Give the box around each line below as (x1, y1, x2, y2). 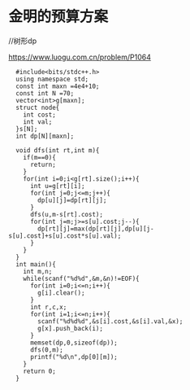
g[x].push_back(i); (37, 324, 104, 332)
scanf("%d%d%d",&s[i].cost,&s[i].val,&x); (37, 317, 184, 326)
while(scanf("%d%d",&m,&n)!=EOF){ (23, 274, 140, 283)
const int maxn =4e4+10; (15, 82, 100, 90)
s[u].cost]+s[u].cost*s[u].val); (8, 231, 122, 240)
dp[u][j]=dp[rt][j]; (37, 196, 107, 204)
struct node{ (15, 103, 60, 112)
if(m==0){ (23, 153, 57, 161)
